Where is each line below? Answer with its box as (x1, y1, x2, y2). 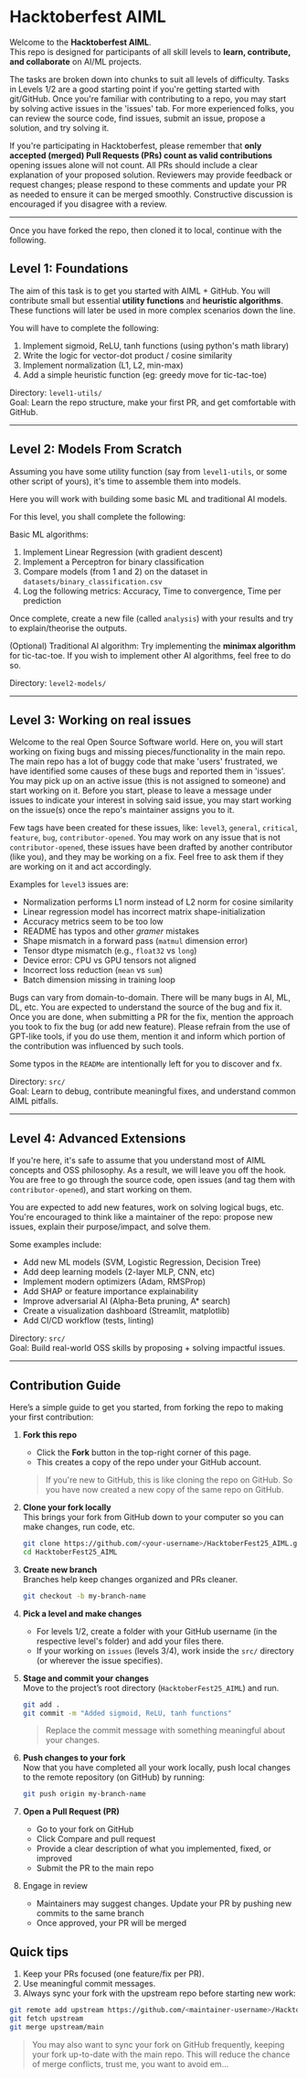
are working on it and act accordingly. (9, 862, 153, 873)
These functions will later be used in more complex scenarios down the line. (9, 305, 296, 316)
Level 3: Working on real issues (9, 712, 192, 728)
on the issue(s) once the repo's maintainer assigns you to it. (9, 805, 235, 816)
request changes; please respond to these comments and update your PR (9, 178, 288, 189)
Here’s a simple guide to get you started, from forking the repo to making (9, 1402, 284, 1412)
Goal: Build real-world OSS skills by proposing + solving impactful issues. (9, 1343, 286, 1354)
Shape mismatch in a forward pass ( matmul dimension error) (22, 936, 249, 947)
